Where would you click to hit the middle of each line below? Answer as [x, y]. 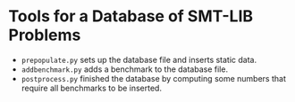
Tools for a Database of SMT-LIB [131, 16]
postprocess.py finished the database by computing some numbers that [154, 78]
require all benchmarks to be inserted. [92, 88]
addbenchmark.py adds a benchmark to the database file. [125, 69]
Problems [45, 35]
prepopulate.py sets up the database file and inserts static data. [139, 59]
